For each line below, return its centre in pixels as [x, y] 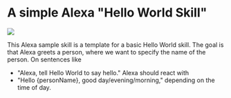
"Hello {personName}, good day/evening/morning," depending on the [116, 80]
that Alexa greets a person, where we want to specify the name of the [107, 52]
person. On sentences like [44, 59]
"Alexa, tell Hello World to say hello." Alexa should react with [103, 72]
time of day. [34, 87]
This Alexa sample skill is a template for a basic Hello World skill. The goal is [115, 45]
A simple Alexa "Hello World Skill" [107, 13]
